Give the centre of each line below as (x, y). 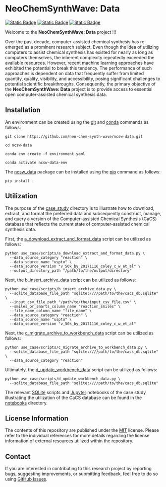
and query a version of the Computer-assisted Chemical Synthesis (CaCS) (81, 219)
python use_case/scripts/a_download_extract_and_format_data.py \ (75, 253)
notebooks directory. (27, 403)
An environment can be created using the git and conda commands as (77, 122)
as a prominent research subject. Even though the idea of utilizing (92, 47)
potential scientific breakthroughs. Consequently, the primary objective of (81, 84)
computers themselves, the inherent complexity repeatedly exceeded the (80, 57)
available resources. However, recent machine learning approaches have (80, 63)
